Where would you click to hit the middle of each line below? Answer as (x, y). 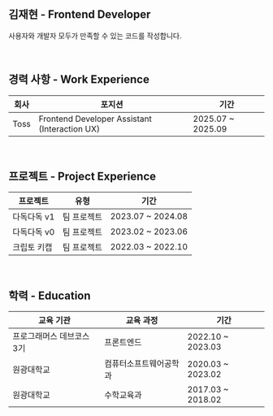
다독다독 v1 (34, 217)
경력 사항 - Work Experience (79, 80)
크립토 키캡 (32, 248)
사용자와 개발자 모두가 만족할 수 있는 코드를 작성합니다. (95, 36)
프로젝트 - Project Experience (82, 177)
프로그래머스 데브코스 (51, 336)
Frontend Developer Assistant (95, 119)
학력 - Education (50, 295)
